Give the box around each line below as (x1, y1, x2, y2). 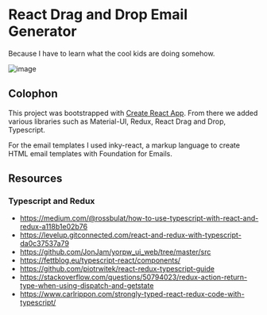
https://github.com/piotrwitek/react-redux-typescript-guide (19, 264, 215, 274)
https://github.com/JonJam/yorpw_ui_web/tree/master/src (19, 248, 211, 257)
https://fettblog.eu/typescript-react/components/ (19, 255, 181, 265)
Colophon (8, 87, 58, 101)
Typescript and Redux (8, 196, 95, 207)
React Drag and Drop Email (8, 6, 188, 24)
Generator (8, 22, 77, 40)
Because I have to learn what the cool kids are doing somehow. (8, 48, 215, 58)
